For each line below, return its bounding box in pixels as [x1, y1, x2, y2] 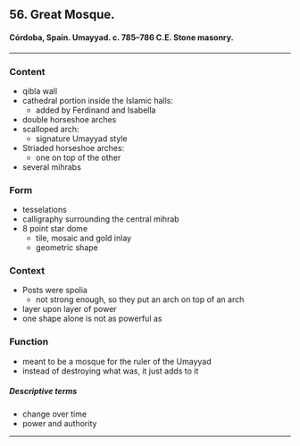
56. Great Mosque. [9, 7, 115, 22]
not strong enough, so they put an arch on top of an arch [35, 294, 245, 305]
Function [9, 335, 49, 348]
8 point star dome [21, 223, 88, 234]
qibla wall [21, 85, 58, 97]
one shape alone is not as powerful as [21, 313, 162, 324]
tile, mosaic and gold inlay [35, 232, 132, 244]
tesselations [21, 205, 67, 215]
